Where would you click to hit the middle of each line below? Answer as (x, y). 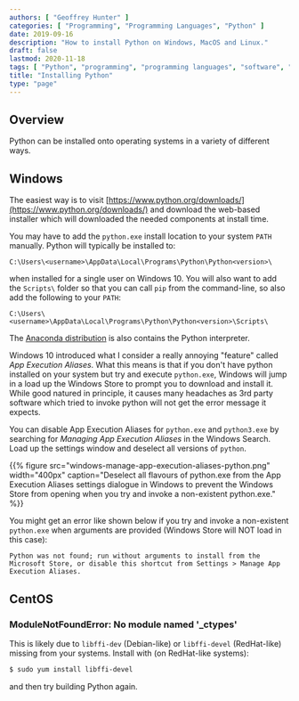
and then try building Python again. (73, 686)
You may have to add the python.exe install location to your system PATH (141, 236)
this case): (28, 540)
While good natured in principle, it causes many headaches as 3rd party (141, 394)
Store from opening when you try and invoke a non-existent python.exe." (142, 494)
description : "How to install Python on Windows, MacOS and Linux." (139, 42)
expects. (25, 412)
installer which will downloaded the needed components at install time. (139, 219)
